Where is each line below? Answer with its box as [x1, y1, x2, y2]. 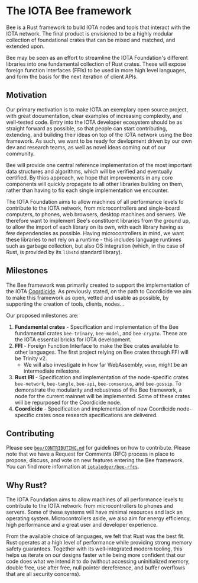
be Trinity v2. [14, 354, 47, 362]
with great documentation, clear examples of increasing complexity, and [6, 112, 182, 119]
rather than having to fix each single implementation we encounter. [6, 187, 169, 194]
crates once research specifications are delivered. [35, 411, 158, 418]
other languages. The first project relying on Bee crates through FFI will [14, 348, 189, 355]
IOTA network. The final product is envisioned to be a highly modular [6, 30, 173, 37]
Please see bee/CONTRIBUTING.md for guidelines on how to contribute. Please [6, 444, 191, 451]
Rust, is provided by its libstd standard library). [6, 248, 122, 255]
